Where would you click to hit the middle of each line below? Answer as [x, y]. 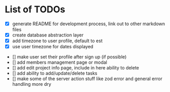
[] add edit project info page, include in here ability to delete [75, 68]
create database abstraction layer [48, 35]
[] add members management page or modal [60, 62]
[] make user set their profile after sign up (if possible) [69, 57]
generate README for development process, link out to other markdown [89, 24]
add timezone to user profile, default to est [57, 41]
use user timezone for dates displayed [53, 47]
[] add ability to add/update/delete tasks [55, 73]
